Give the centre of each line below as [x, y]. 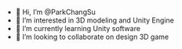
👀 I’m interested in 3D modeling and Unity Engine [95, 20]
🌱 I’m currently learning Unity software [78, 28]
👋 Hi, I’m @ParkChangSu [55, 12]
